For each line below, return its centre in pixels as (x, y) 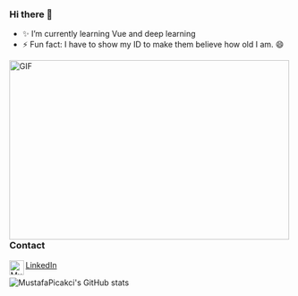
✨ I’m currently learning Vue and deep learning (109, 34)
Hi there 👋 (31, 14)
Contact (27, 246)
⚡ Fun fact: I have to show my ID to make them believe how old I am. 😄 (153, 45)
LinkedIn (41, 265)
